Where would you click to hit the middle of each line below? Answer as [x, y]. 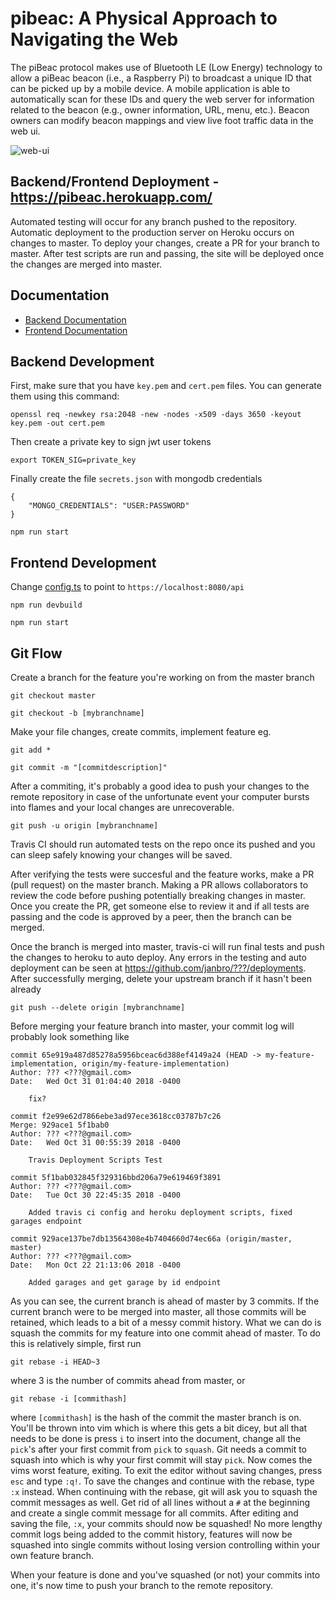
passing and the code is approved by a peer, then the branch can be [151, 916]
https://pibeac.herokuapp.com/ [111, 197]
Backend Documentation [75, 319]
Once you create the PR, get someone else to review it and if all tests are [160, 906]
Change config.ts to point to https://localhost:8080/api [127, 587]
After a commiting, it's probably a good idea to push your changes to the [160, 786]
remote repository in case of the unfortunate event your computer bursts [160, 796]
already [26, 989]
